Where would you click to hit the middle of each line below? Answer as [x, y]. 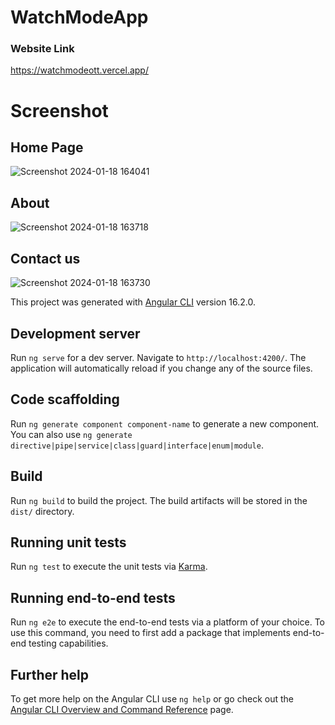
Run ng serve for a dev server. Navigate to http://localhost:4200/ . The [158, 357]
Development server [75, 333]
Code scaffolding [65, 399]
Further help [50, 674]
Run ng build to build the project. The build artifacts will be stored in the [159, 500]
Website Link [42, 49]
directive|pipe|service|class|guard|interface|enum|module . [137, 445]
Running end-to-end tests [93, 597]
